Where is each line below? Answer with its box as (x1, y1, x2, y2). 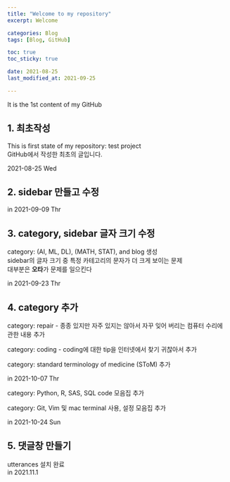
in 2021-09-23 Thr (7, 279, 61, 288)
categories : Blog (7, 30, 58, 37)
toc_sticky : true (7, 56, 58, 63)
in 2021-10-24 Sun (7, 418, 61, 426)
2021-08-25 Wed (7, 163, 58, 173)
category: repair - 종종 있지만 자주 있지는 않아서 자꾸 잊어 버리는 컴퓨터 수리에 (7, 321, 223, 330)
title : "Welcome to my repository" (7, 10, 112, 18)
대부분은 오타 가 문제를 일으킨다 (7, 265, 93, 273)
